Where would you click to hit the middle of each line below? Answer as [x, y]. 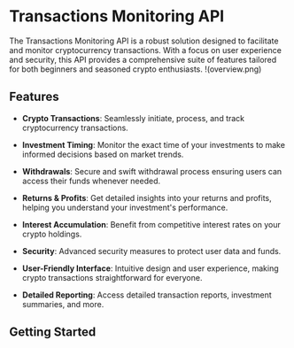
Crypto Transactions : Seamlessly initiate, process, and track [133, 118]
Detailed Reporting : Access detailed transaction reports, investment [147, 295]
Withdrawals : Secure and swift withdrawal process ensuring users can [152, 171]
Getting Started [53, 333]
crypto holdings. [52, 234]
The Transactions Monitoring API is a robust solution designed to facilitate [144, 41]
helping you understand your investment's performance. [125, 207]
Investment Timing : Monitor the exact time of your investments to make [154, 144]
